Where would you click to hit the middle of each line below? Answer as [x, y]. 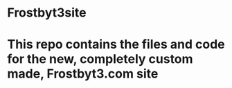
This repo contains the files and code [116, 45]
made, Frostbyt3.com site [83, 74]
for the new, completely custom [100, 59]
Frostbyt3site [47, 13]
